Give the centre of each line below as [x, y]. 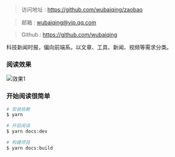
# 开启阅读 [18, 126]
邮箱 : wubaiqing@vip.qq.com [59, 23]
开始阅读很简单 [28, 96]
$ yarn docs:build [30, 148]
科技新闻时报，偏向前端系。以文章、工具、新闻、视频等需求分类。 [89, 47]
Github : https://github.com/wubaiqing [69, 35]
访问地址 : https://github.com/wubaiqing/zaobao [82, 9]
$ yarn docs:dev [27, 131]
